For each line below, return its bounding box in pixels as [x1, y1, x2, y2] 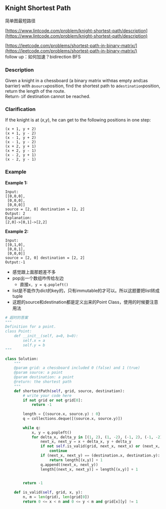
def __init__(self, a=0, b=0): [14, 334, 79, 339]
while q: [23, 425, 41, 430]
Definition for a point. [5, 324, 56, 329]
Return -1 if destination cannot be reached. [5, 94, 90, 100]
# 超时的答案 [5, 315, 28, 320]
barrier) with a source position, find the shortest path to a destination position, [5, 83, 161, 89]
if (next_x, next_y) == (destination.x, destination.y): [40, 453, 161, 458]
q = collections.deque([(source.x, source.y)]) [23, 416, 123, 421]
